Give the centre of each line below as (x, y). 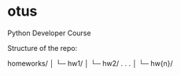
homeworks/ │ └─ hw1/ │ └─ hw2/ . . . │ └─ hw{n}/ (90, 63)
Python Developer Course (49, 33)
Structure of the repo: (42, 48)
